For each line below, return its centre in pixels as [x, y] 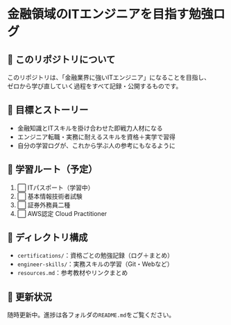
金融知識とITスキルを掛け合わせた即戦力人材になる [90, 128]
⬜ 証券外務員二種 [44, 205]
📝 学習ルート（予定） [52, 170]
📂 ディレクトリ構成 [48, 238]
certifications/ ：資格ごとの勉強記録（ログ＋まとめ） [95, 256]
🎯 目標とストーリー [48, 110]
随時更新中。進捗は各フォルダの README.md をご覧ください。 [91, 315]
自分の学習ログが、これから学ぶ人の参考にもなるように [96, 145]
